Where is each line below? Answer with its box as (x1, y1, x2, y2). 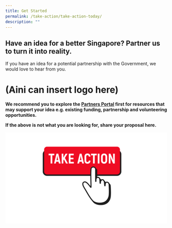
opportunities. (5, 112, 37, 118)
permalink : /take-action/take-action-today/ (5, 13, 102, 19)
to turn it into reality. (5, 47, 72, 56)
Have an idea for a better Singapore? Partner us (5, 39, 160, 47)
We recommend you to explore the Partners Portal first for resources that (5, 101, 165, 108)
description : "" (5, 19, 40, 24)
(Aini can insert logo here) (5, 84, 119, 96)
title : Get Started (5, 8, 47, 13)
